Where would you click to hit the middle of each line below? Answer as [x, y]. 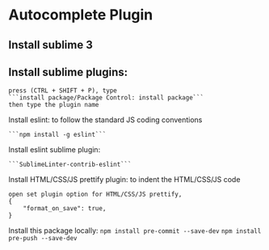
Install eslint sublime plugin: [55, 150]
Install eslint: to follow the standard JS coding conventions [105, 120]
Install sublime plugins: [68, 72]
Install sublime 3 [50, 45]
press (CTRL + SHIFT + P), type [63, 91]
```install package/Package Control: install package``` [106, 98]
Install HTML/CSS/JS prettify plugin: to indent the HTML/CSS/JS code [124, 180]
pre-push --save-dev [43, 239]
